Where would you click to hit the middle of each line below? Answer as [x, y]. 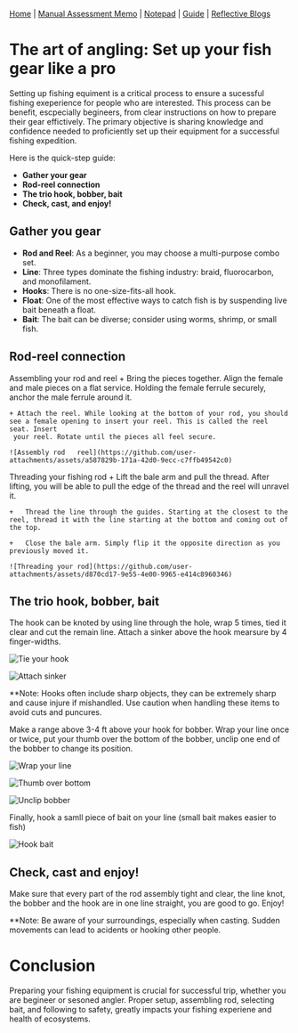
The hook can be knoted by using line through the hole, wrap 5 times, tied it [148, 622]
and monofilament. [56, 281]
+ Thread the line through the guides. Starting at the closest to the [149, 512]
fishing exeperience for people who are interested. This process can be [140, 102]
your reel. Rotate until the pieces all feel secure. [115, 436]
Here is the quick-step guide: [62, 158]
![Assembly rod [37, 452]
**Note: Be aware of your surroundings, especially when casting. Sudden [145, 921]
